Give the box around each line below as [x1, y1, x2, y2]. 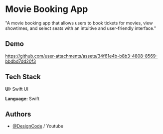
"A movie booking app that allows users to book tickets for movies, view [5, 20, 153, 26]
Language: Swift [5, 96, 40, 102]
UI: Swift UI [5, 86, 29, 92]
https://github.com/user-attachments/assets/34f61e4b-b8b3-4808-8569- [5, 53, 158, 59]
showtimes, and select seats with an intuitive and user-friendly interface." [5, 25, 156, 31]
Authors [5, 110, 31, 118]
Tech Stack [5, 73, 41, 81]
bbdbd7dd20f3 [5, 58, 36, 64]
